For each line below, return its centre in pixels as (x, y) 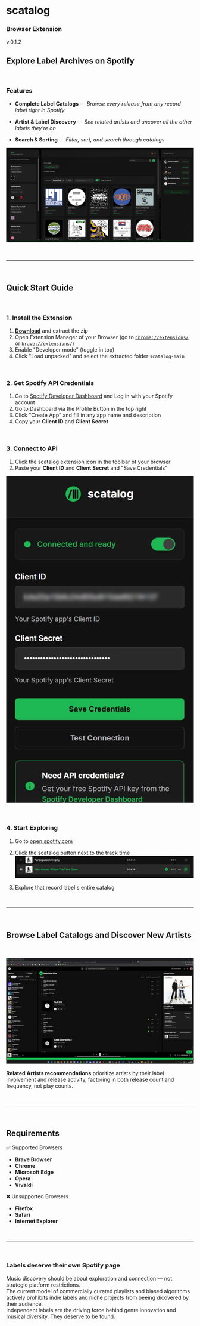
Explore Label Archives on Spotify (71, 61)
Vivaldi (24, 1185)
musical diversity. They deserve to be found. (61, 1316)
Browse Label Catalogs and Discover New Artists (99, 935)
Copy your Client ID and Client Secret (62, 422)
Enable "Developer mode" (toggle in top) (65, 349)
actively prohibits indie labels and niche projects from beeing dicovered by (98, 1297)
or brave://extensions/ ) (44, 343)
